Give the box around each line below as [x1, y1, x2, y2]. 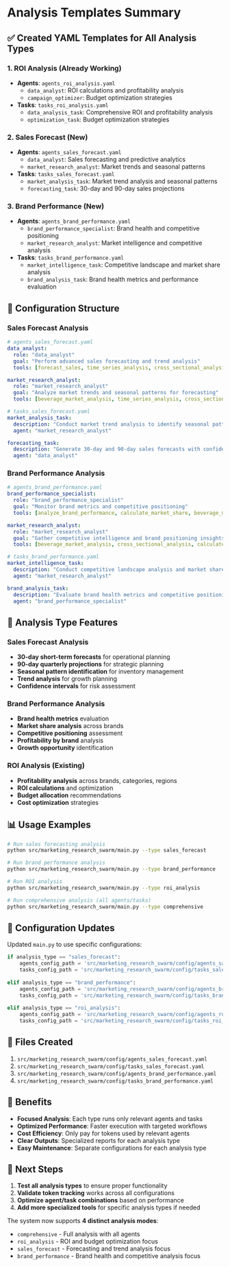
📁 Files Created [7, 1037, 73, 1048]
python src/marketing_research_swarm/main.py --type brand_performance [7, 866, 216, 873]
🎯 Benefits [7, 1096, 53, 1108]
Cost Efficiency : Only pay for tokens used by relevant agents [16, 1129, 190, 1137]
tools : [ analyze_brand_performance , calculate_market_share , [13, 509, 192, 516]
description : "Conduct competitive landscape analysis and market [13, 566, 207, 573]
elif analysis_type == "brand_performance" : [7, 979, 136, 986]
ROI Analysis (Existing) [7, 761, 86, 771]
